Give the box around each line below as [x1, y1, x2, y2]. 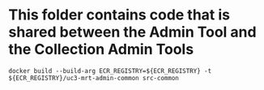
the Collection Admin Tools [8, 41, 194, 58]
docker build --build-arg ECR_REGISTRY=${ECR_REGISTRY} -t [8, 66, 212, 75]
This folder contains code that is [8, 6, 231, 24]
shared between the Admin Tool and [8, 23, 257, 41]
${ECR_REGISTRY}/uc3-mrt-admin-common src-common [8, 74, 180, 82]
